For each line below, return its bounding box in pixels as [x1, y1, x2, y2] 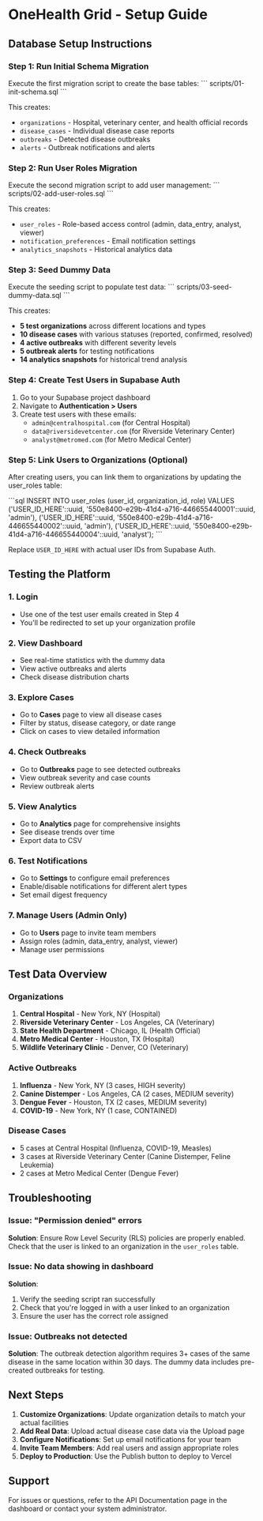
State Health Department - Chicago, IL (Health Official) [19, 1026, 201, 1036]
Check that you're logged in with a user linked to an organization [19, 1302, 231, 1312]
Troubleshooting [8, 1192, 92, 1205]
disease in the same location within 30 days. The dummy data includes [8, 1357, 239, 1367]
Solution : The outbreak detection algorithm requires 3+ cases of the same [8, 1349, 250, 1358]
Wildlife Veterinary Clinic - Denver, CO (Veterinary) [19, 1043, 190, 1052]
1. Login [8, 591, 39, 602]
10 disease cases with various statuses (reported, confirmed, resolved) [19, 329, 253, 339]
